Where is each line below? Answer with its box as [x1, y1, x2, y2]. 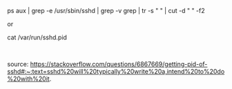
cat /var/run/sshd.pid [7, 33, 68, 41]
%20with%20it [7, 75, 50, 83]
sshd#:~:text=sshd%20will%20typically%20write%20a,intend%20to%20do [7, 68, 225, 75]
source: [7, 60, 29, 68]
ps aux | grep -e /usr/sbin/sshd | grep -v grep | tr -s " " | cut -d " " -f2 [7, 7, 205, 14]
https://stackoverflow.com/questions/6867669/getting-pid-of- [30, 60, 208, 68]
